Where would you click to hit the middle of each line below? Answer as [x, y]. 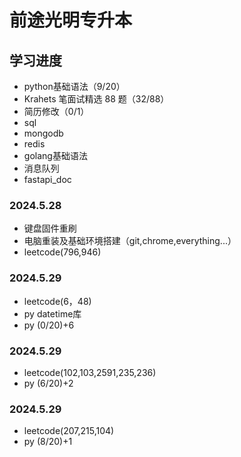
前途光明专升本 [71, 20]
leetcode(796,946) [62, 252]
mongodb [43, 133]
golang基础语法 [55, 155]
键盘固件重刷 [50, 228]
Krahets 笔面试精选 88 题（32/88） [96, 99]
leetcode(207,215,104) [69, 431]
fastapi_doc [47, 179]
